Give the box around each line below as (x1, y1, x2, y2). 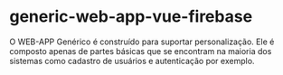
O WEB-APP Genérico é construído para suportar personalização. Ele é (9, 36, 275, 47)
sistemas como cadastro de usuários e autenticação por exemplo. (9, 55, 255, 66)
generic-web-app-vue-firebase (9, 6, 253, 27)
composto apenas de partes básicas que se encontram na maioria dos (9, 45, 272, 56)
